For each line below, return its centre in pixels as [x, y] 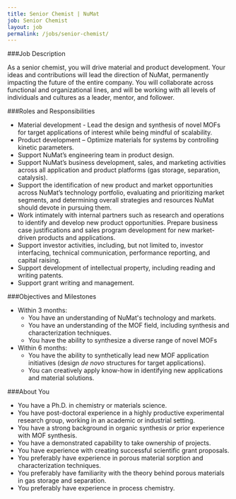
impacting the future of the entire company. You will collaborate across [111, 83]
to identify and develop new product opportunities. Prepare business [118, 223]
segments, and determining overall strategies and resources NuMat [116, 200]
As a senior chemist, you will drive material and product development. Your [117, 67]
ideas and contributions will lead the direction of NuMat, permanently [108, 75]
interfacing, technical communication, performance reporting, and [114, 253]
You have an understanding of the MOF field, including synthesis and [129, 326]
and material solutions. [61, 378]
